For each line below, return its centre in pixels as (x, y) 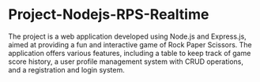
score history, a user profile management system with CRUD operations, (126, 61)
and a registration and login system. (66, 69)
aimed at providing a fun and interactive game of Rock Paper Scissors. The (130, 44)
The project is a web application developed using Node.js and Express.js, (127, 36)
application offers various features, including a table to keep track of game (130, 53)
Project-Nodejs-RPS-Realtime (109, 15)
